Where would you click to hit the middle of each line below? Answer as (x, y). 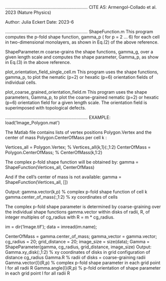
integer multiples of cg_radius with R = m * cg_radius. (60, 217)
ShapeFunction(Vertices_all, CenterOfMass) (50, 167)
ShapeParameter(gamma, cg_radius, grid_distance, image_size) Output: (78, 247)
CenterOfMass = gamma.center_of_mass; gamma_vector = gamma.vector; (81, 236)
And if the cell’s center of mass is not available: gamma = (63, 177)
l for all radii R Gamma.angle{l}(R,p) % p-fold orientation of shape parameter (83, 268)
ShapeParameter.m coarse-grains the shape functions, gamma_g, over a (79, 52)
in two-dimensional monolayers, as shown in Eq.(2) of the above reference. (82, 42)
